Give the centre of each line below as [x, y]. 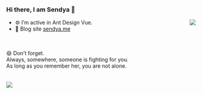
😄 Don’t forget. [25, 53]
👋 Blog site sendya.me [43, 29]
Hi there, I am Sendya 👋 [41, 10]
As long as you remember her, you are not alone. [67, 66]
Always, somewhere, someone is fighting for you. [67, 60]
